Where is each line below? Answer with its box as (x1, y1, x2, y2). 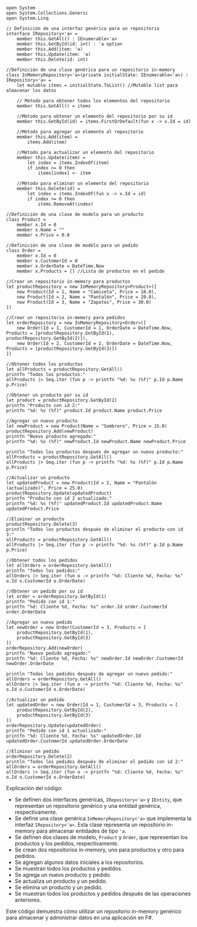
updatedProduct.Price (6, 506, 60, 512)
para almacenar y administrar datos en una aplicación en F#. (6, 914, 153, 921)
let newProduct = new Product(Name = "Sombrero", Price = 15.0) (6, 423, 168, 429)
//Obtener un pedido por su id (6, 588, 83, 594)
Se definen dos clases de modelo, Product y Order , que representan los (14, 834, 188, 840)
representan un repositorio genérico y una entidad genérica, (14, 802, 162, 809)
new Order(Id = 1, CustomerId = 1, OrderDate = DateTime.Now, (17, 325, 173, 331)
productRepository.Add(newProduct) (6, 428, 94, 434)
